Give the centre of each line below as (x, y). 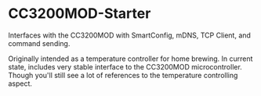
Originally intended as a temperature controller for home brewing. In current (130, 59)
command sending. (39, 43)
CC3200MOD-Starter (80, 14)
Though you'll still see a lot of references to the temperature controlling (123, 75)
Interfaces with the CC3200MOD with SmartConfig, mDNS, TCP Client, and (129, 35)
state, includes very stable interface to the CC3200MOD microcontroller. (125, 66)
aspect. (20, 84)
